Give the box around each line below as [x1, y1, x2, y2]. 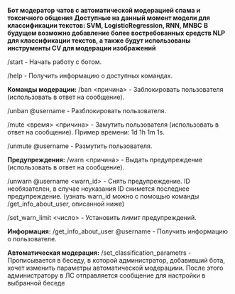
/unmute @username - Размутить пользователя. [7, 142, 153, 150]
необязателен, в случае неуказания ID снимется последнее [7, 184, 190, 193]
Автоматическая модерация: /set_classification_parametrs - [7, 248, 192, 257]
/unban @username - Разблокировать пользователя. [7, 107, 167, 115]
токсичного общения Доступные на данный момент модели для [7, 14, 211, 22]
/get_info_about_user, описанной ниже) [7, 199, 125, 208]
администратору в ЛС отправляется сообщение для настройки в [7, 271, 206, 280]
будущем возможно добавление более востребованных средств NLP [7, 28, 226, 37]
